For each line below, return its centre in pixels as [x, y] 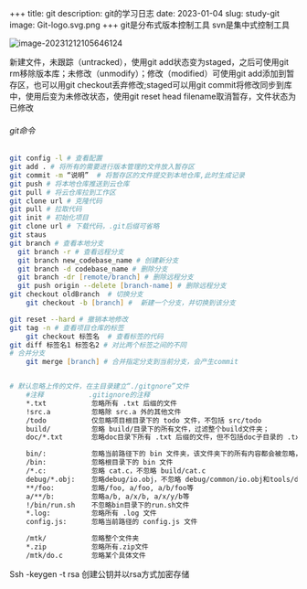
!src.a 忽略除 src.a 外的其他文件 [104, 412]
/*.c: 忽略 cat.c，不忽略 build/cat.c [116, 471]
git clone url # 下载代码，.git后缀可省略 [85, 227]
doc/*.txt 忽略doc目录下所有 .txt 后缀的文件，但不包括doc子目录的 [154, 437]
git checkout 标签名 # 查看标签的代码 [95, 337]
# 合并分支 [27, 353]
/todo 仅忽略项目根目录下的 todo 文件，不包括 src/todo [144, 420]
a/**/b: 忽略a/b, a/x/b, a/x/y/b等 [108, 497]
